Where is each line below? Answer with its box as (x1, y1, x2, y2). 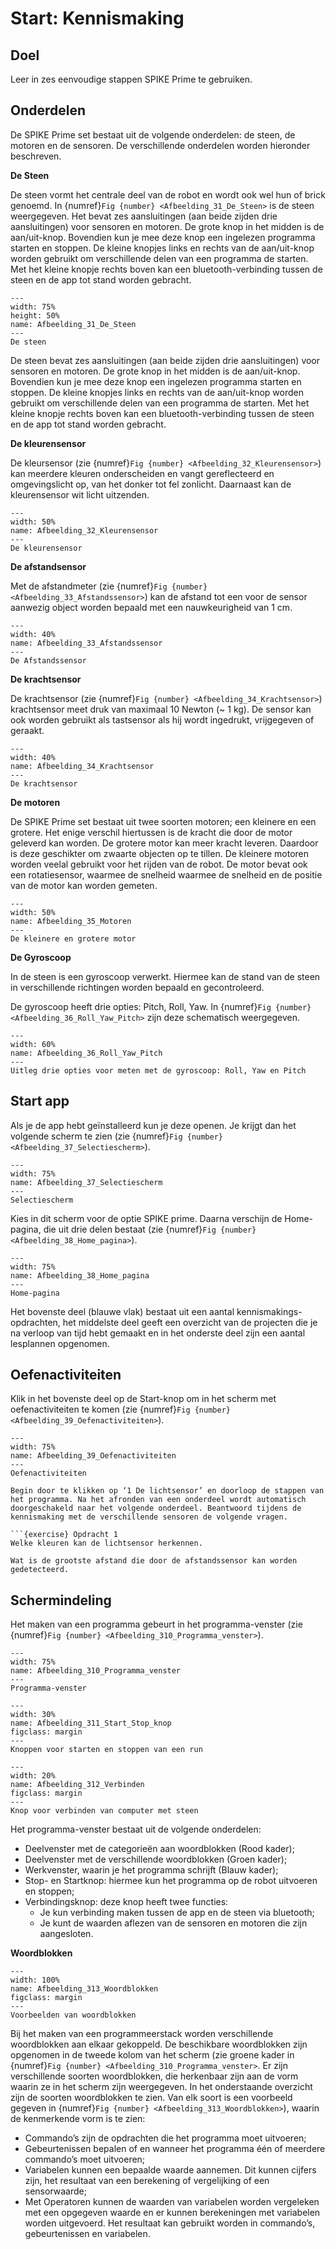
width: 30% (10, 1710, 56, 1720)
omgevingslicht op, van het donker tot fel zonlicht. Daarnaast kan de (10, 478, 292, 490)
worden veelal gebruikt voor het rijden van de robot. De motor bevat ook (10, 858, 308, 870)
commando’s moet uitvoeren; (24, 2153, 146, 2166)
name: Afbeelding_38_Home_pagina (10, 1270, 150, 1281)
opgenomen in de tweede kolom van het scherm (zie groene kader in (10, 2049, 295, 2061)
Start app (10, 1093, 70, 1110)
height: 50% (10, 310, 60, 321)
